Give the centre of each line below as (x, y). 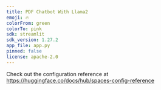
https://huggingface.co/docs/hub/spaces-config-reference (80, 80)
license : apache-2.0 (33, 57)
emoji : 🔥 (18, 18)
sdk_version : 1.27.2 (33, 40)
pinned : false (24, 51)
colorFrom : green (28, 23)
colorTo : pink (24, 29)
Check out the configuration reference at (57, 74)
